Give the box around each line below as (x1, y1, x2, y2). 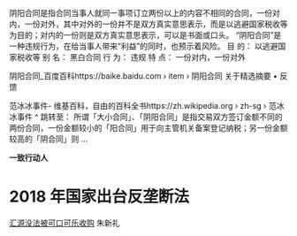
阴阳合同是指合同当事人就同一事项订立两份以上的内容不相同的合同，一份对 (9, 8, 280, 18)
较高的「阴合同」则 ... (9, 133, 88, 144)
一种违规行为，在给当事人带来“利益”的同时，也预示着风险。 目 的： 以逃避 (9, 41, 278, 51)
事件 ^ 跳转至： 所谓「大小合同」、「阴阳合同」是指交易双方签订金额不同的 (16, 111, 283, 122)
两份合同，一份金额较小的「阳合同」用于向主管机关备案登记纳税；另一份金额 (9, 123, 288, 133)
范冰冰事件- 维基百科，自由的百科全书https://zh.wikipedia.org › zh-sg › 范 (9, 101, 277, 110)
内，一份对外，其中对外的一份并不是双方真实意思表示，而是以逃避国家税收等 (9, 19, 288, 29)
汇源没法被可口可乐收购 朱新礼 (9, 217, 120, 228)
